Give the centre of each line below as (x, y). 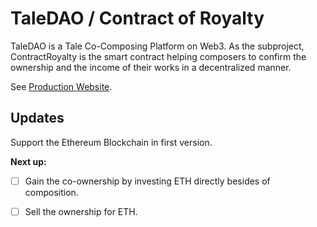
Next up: (28, 161)
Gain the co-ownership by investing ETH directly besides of (147, 181)
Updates (37, 118)
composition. (51, 192)
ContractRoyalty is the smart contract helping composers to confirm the (158, 56)
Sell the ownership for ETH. (81, 211)
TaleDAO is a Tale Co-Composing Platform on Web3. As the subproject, (157, 46)
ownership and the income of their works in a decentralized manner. (151, 67)
